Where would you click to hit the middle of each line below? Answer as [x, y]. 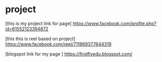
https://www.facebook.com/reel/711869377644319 [58, 44]
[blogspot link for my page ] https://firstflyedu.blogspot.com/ [69, 54]
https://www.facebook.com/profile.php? [115, 23]
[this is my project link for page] [39, 23]
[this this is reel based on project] [40, 39]
